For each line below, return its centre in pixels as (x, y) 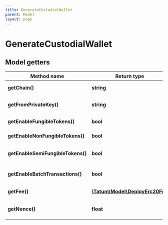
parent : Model (20, 14)
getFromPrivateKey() (33, 104)
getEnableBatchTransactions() (45, 174)
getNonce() (22, 209)
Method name (47, 76)
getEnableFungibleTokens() (41, 121)
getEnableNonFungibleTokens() (46, 136)
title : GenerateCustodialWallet (39, 10)
